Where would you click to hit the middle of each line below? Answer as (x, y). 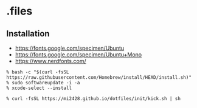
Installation (28, 34)
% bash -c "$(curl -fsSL (38, 72)
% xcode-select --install (39, 88)
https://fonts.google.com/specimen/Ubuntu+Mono (78, 55)
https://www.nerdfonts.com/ (50, 61)
